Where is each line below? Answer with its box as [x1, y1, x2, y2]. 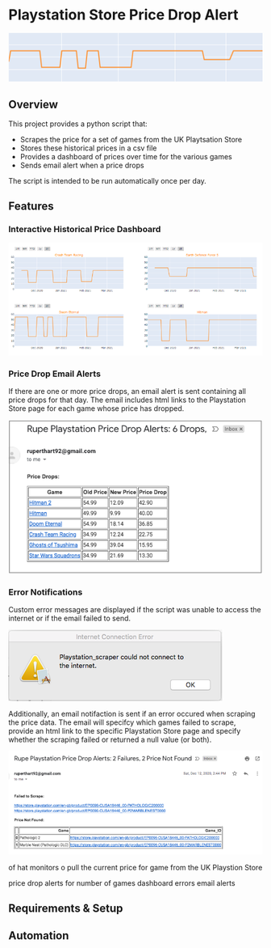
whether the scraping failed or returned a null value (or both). [8, 734, 212, 745]
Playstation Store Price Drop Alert [8, 6, 240, 24]
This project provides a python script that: [8, 119, 148, 129]
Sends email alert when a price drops [19, 160, 144, 170]
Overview [8, 97, 59, 111]
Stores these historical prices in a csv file [19, 143, 157, 153]
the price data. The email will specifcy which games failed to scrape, [8, 717, 236, 727]
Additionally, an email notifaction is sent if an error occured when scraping [8, 709, 256, 719]
